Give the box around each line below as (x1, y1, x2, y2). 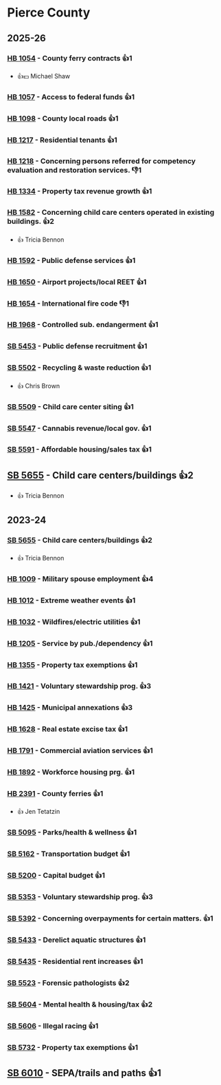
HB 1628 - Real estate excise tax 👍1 (7, 724, 128, 734)
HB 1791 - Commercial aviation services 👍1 (7, 746, 153, 755)
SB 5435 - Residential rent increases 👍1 (7, 956, 143, 966)
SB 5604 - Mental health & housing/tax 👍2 (7, 1000, 153, 1009)
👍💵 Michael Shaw (16, 72, 71, 80)
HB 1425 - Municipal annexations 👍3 (7, 703, 133, 713)
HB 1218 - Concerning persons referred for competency (7, 156, 196, 166)
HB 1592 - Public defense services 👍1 (7, 255, 136, 265)
